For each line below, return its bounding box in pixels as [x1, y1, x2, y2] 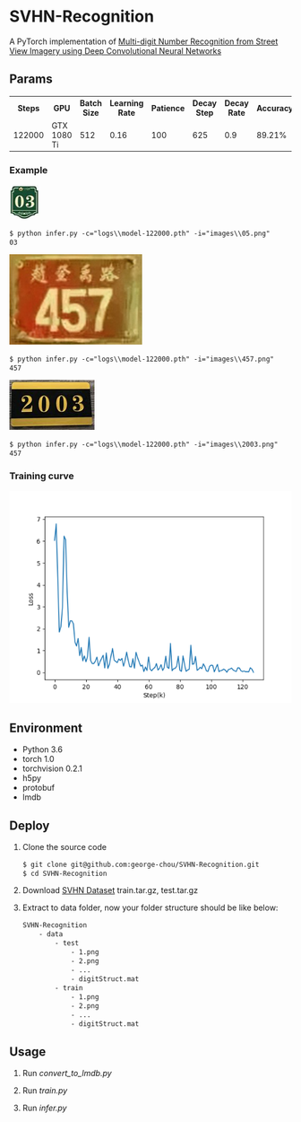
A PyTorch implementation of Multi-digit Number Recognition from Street [9, 36, 279, 47]
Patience [150, 102, 185, 113]
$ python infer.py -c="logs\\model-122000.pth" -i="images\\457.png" [9, 355, 275, 364]
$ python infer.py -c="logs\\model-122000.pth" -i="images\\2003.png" [9, 440, 279, 450]
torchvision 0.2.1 [21, 763, 82, 774]
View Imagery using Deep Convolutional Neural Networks [9, 45, 222, 56]
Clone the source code [21, 842, 107, 853]
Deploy [9, 818, 50, 833]
